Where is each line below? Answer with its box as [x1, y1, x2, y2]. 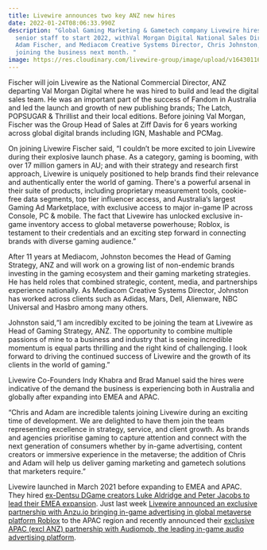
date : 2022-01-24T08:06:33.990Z [8, 19, 115, 27]
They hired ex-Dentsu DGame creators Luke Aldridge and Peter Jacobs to [8, 490, 250, 500]
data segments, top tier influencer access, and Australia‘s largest [23, 194, 236, 203]
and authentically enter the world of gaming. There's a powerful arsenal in [8, 177, 251, 187]
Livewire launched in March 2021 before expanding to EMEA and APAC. [8, 482, 242, 491]
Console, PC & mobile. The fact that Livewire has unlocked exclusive [8, 211, 233, 221]
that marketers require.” [8, 466, 86, 476]
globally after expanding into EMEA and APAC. [8, 392, 161, 402]
